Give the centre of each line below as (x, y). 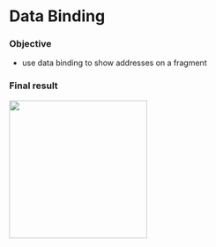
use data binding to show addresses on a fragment (114, 63)
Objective (30, 44)
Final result (34, 86)
